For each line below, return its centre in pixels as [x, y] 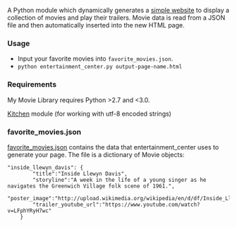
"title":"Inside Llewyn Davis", [80, 173]
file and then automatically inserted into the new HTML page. [96, 25]
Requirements [32, 85]
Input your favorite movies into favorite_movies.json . [95, 59]
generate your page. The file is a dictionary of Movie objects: [96, 154]
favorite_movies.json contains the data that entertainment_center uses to [113, 147]
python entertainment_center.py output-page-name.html [100, 67]
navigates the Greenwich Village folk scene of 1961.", [91, 186]
